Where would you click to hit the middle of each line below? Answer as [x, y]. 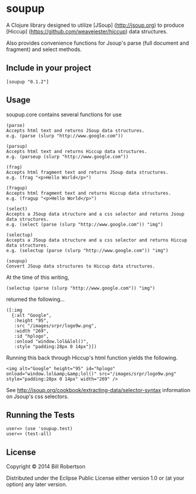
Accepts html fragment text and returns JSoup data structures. [87, 172]
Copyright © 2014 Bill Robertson [46, 467]
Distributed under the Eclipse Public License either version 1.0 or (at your [95, 478]
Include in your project [49, 68]
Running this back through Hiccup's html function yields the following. [92, 358]
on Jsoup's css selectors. [37, 396]
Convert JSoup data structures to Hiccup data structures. [81, 266]
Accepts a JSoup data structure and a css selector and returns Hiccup [97, 240]
